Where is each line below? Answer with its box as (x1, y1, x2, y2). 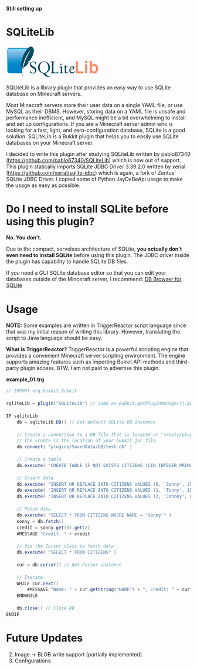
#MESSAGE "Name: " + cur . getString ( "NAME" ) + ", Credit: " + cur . (27, 586, 193, 593)
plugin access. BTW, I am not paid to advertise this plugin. (20, 365, 160, 372)
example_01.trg (6, 376, 45, 383)
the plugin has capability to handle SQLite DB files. (6, 258, 128, 265)
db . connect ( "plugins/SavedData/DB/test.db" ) (16, 444, 133, 450)
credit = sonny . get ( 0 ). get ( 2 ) (16, 525, 91, 531)
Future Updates (6, 631, 83, 645)
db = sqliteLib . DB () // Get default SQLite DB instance (16, 419, 157, 425)
